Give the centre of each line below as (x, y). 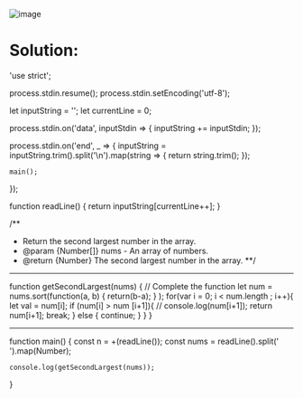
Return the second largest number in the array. (109, 241)
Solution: (44, 51)
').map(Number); (41, 351)
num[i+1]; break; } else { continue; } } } (81, 315)
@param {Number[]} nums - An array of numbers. (115, 251)
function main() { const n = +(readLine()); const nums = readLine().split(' (144, 341)
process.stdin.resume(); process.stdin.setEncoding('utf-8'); (120, 93)
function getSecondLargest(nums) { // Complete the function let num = (141, 286)
